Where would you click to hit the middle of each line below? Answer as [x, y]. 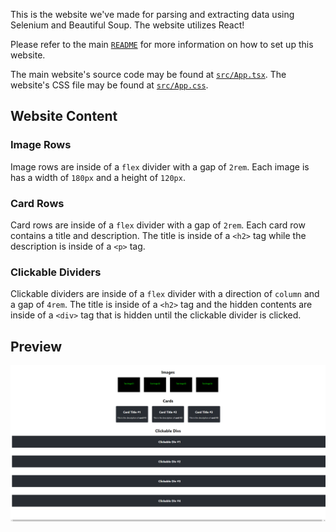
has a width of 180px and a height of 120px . [98, 177]
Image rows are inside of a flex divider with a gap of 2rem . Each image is [160, 166]
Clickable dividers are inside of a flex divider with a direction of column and [165, 294]
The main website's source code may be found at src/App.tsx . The [148, 74]
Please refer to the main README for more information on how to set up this [162, 44]
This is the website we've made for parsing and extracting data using [152, 14]
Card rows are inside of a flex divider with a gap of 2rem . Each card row [158, 225]
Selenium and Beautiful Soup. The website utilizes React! [127, 25]
